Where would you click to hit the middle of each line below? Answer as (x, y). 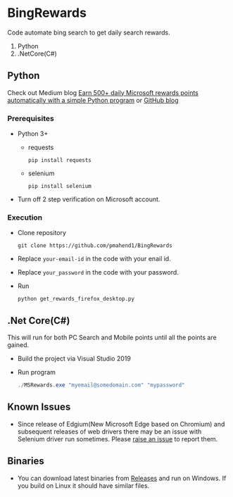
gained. (18, 345)
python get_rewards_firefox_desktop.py (76, 299)
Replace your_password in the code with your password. (98, 272)
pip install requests (59, 161)
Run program (37, 372)
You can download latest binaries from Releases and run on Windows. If (122, 478)
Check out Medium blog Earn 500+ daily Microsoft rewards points (103, 92)
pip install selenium (59, 187)
